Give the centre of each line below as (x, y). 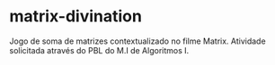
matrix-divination (75, 16)
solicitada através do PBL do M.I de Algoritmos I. (99, 50)
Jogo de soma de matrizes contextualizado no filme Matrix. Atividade (138, 41)
